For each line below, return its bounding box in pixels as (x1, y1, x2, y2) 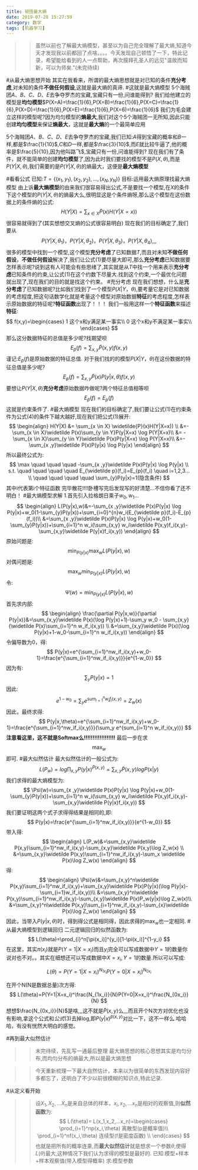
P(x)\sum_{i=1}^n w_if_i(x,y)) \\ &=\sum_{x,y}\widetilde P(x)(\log (35, 623, 190, 630)
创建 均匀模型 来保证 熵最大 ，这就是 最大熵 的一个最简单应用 (6, 121, 146, 128)
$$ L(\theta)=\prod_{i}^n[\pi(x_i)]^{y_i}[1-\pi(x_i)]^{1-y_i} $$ (27, 936, 171, 943)
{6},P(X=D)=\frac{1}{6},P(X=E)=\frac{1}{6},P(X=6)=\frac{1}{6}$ (6, 106, 159, 113)
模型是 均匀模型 (6, 98, 42, 106)
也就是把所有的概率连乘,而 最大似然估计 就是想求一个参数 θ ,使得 (35, 1142, 187, 1149)
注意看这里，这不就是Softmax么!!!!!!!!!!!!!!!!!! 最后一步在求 (6, 734, 148, 741)
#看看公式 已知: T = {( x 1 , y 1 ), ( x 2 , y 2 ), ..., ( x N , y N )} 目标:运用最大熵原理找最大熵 (6, 175, 190, 184)
